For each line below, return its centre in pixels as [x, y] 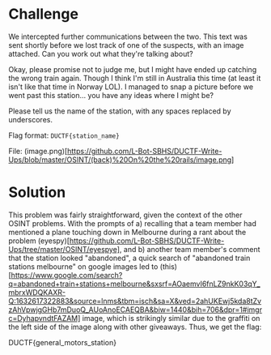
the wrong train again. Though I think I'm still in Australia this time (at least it [135, 78]
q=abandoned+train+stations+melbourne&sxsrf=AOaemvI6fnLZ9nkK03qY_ [134, 284]
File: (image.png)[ [38, 151]
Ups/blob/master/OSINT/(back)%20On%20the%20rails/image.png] [121, 160]
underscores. [30, 119]
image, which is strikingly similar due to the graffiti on [171, 318]
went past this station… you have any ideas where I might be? [111, 95]
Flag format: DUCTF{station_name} [64, 135]
